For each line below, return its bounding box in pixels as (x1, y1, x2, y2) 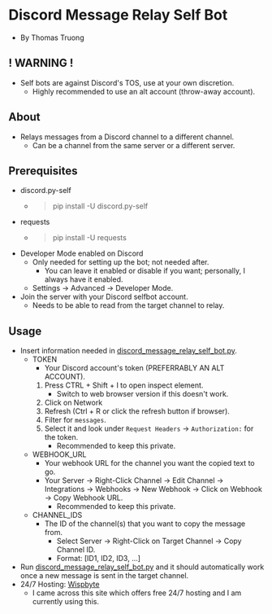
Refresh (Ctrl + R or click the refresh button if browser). (44, 406, 230, 416)
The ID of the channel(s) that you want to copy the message (44, 519, 246, 528)
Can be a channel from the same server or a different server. (32, 140, 235, 150)
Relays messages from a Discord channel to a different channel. (19, 132, 235, 142)
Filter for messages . (44, 415, 107, 425)
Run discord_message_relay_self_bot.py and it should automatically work (19, 562, 265, 572)
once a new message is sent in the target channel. (19, 571, 189, 581)
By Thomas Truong (19, 33, 84, 42)
